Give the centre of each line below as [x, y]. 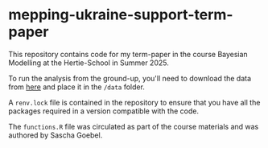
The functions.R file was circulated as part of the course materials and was [134, 126]
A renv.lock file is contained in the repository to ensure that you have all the [134, 102]
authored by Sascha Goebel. [56, 135]
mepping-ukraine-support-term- [121, 15]
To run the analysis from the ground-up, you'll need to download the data [130, 78]
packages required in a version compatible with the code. [104, 111]
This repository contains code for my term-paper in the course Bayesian [128, 54]
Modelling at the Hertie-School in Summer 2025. [89, 63]
